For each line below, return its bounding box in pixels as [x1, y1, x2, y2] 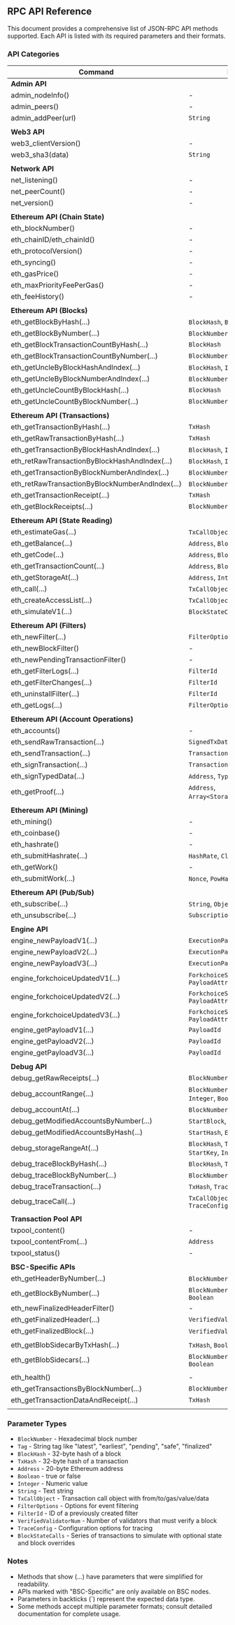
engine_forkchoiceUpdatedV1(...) [10, 973, 121, 983]
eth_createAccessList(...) [10, 595, 93, 605]
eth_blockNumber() [10, 223, 76, 233]
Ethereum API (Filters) [10, 621, 87, 631]
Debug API [10, 1062, 48, 1072]
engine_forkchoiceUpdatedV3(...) [10, 1010, 121, 1020]
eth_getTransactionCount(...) [10, 562, 105, 571]
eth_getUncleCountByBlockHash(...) [10, 385, 129, 395]
